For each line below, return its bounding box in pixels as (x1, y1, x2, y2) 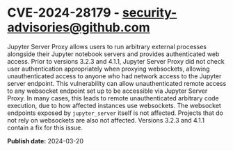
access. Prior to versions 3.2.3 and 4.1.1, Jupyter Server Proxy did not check (7, 57, 225, 65)
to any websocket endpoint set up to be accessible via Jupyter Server (7, 87, 208, 95)
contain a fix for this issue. (7, 123, 83, 132)
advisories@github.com (7, 19, 151, 35)
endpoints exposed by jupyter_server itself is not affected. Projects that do (7, 109, 224, 117)
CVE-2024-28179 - (7, 5, 120, 21)
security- (122, 5, 177, 21)
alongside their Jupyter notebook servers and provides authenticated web (7, 50, 220, 58)
